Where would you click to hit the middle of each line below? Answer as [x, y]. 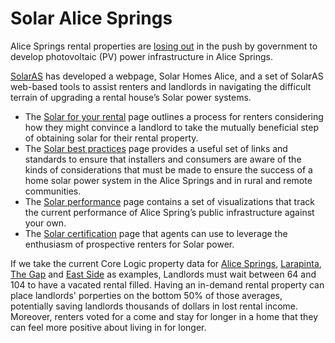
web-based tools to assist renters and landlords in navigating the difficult [161, 86]
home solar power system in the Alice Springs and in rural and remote [168, 180]
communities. [53, 191]
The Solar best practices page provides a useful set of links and [156, 148]
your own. [45, 223]
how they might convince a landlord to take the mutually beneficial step [172, 127]
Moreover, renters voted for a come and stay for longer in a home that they [164, 316]
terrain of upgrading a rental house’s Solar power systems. [131, 97]
